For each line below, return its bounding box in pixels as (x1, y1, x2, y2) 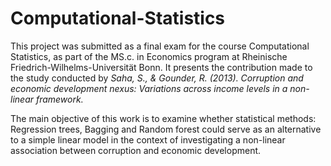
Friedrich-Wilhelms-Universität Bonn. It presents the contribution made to (10, 61, 313, 73)
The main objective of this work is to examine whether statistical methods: (10, 112, 317, 124)
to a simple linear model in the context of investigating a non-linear (10, 133, 286, 146)
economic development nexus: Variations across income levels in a (10, 82, 288, 94)
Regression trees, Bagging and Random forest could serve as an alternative (10, 123, 322, 135)
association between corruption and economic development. (10, 144, 262, 156)
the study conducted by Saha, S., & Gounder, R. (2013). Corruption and (10, 72, 304, 84)
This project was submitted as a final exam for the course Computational (10, 40, 310, 52)
